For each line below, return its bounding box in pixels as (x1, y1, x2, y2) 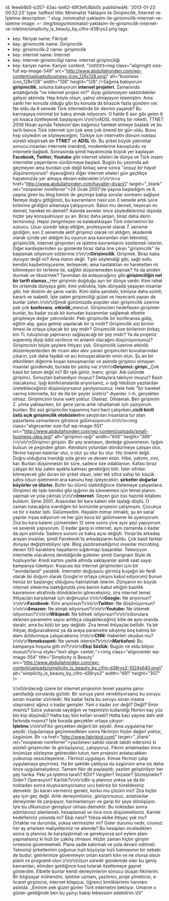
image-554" (12, 654, 38, 660)
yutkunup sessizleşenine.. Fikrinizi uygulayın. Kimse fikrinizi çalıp (12, 755, 148, 761)
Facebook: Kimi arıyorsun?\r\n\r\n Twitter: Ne (27, 600, 122, 606)
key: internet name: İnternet (12, 52, 71, 58)
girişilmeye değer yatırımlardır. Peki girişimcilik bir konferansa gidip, (12, 315, 153, 321)
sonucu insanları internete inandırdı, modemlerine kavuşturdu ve (12, 143, 146, 149)
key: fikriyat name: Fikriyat (12, 35, 68, 42)
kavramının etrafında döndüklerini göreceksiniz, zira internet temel (12, 590, 150, 595)
